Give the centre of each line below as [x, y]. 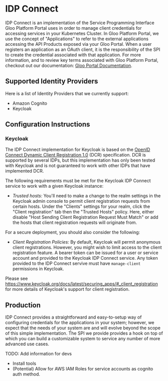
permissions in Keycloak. [38, 269]
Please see [17, 279]
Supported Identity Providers [52, 81]
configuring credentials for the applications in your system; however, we [80, 323]
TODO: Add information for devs [38, 354]
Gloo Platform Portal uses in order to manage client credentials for [73, 28]
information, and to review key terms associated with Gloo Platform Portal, [82, 60]
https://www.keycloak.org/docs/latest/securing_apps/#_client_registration [81, 284]
